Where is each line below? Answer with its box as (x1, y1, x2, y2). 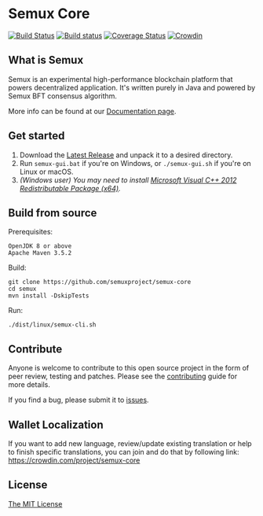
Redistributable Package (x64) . (19, 183, 121, 193)
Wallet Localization (8, 418, 104, 431)
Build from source (8, 206, 97, 219)
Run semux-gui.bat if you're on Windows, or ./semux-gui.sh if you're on (19, 158, 251, 168)
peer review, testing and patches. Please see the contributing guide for (8, 371, 238, 381)
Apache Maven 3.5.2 (8, 249, 72, 257)
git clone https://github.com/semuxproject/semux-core (8, 278, 192, 286)
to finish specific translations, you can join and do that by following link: (8, 448, 239, 456)
